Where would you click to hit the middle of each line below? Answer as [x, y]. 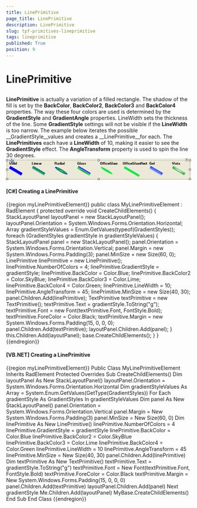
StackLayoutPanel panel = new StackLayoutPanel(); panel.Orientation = [92, 242]
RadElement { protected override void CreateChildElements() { [81, 211]
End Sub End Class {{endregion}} [46, 499]
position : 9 [21, 50]
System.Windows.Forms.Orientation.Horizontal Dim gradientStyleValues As [97, 387]
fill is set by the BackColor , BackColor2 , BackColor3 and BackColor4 [91, 106]
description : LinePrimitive [40, 25]
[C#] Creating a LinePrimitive [42, 191]
